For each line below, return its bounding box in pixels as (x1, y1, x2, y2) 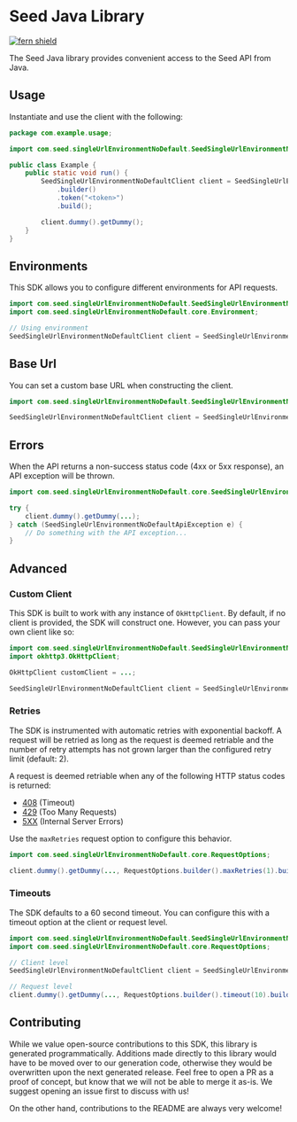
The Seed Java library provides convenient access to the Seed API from (9, 52, 271, 63)
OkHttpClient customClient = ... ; (9, 667, 137, 677)
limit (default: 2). (9, 753, 69, 764)
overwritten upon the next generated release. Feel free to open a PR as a (9, 1066, 274, 1078)
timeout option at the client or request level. (9, 916, 168, 927)
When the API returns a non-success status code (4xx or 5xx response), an (9, 461, 285, 471)
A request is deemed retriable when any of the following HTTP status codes (9, 770, 286, 781)
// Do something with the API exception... (25, 528, 188, 537)
